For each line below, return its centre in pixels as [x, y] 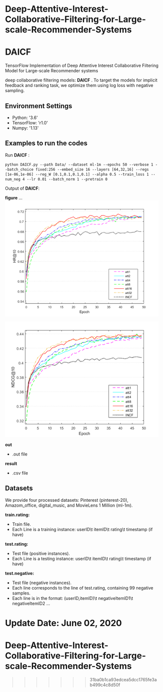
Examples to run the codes [46, 143]
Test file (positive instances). [41, 553]
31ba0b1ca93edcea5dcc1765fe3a [123, 679]
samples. [21, 593]
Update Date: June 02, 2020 [63, 623]
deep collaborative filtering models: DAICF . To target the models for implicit [81, 80]
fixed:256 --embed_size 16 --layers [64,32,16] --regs [92, 169]
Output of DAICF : [22, 188]
